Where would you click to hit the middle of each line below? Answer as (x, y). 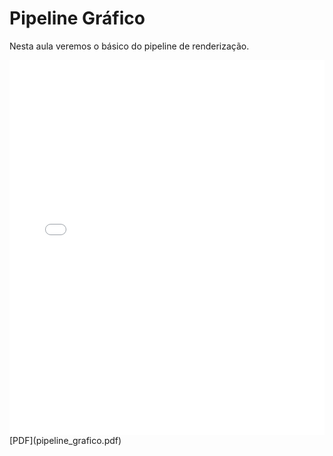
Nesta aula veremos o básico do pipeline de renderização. (129, 46)
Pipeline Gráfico (77, 18)
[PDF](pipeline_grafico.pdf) (65, 440)
